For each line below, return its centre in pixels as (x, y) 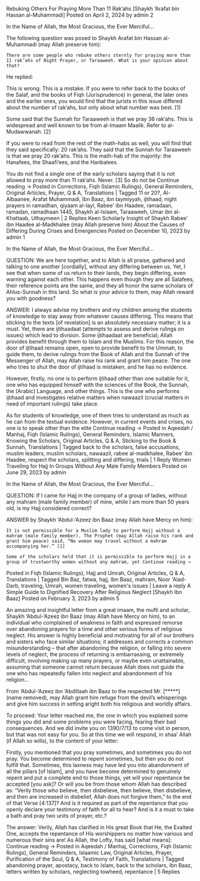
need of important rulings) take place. (53, 404)
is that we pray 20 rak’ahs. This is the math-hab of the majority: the (89, 156)
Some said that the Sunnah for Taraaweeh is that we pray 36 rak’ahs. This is (99, 119)
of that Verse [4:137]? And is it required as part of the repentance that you (97, 803)
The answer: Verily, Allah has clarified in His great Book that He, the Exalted (99, 827)
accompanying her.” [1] (36, 546)
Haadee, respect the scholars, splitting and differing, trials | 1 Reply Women (99, 460)
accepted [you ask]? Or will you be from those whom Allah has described (96, 784)
